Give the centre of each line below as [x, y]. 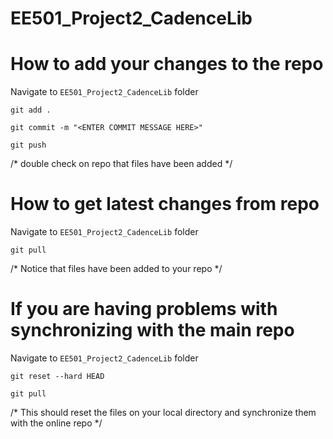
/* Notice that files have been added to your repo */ [116, 269]
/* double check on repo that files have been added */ [121, 164]
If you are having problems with [144, 309]
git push [28, 145]
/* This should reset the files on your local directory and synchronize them [163, 412]
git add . [31, 110]
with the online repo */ [56, 423]
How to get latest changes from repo [165, 204]
